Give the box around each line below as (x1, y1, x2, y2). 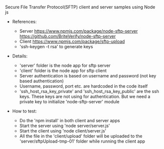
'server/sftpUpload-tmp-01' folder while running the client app (19, 138, 145, 144)
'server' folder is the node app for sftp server (19, 63, 111, 68)
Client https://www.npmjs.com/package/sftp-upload (19, 38, 125, 44)
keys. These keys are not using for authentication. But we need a (19, 93, 151, 99)
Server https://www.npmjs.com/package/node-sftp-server (19, 28, 138, 34)
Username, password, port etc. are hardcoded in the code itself (19, 83, 148, 89)
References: (12, 19, 37, 24)
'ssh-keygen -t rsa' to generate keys (19, 44, 93, 49)
